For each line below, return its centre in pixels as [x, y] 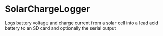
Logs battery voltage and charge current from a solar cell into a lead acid [82, 23]
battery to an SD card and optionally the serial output [61, 28]
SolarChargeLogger [48, 9]
